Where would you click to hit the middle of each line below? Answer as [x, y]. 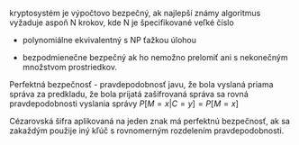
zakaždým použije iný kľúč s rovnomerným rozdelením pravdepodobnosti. [147, 131]
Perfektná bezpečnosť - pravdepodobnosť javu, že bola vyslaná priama [141, 84]
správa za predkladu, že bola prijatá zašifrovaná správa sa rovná [129, 94]
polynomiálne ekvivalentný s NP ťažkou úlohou [109, 40]
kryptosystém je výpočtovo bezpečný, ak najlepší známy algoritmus [135, 13]
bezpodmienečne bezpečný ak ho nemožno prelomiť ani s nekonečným [155, 57]
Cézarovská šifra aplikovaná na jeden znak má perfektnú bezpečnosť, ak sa [150, 121]
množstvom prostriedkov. [69, 67]
